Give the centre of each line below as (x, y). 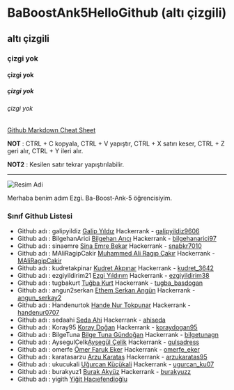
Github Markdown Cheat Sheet (52, 130)
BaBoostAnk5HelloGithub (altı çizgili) (117, 13)
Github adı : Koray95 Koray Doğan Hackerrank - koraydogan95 (107, 327)
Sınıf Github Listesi (40, 216)
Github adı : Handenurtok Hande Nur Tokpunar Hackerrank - (104, 305)
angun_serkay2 (39, 297)
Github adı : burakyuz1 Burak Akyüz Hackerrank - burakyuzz (104, 371)
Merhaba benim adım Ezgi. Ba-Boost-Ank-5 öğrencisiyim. (90, 198)
